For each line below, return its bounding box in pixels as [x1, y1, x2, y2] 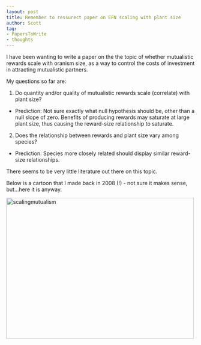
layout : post [6, 8, 39, 15]
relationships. [26, 156, 60, 163]
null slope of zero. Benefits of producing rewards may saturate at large [14, 114, 190, 121]
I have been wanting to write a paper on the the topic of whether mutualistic [6, 53, 194, 60]
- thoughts [6, 37, 34, 43]
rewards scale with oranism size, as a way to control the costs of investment [6, 60, 195, 67]
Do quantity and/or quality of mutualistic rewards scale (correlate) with [14, 90, 190, 96]
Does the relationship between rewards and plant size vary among [14, 132, 179, 139]
